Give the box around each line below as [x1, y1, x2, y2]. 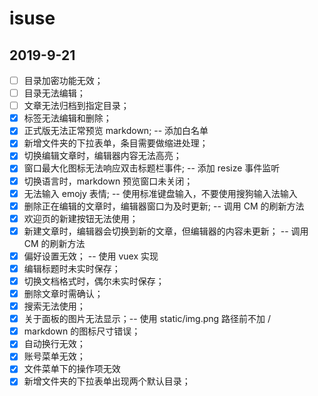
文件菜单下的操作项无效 [23, 363, 121, 375]
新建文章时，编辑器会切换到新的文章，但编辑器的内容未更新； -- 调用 [23, 225, 309, 237]
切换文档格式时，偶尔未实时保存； [23, 275, 165, 287]
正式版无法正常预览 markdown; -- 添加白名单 [23, 125, 209, 137]
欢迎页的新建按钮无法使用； [23, 212, 139, 224]
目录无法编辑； [23, 87, 86, 99]
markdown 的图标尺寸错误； [23, 325, 141, 337]
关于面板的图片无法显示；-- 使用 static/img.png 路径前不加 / [23, 313, 272, 325]
